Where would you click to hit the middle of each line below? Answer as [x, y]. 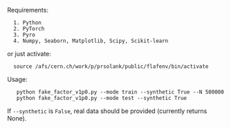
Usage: [17, 79]
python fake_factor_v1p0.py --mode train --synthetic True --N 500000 [120, 92]
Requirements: [28, 10]
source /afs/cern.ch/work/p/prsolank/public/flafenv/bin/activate [111, 67]
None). [17, 118]
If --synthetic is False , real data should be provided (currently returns [107, 111]
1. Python [27, 23]
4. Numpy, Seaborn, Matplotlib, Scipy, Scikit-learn [91, 41]
